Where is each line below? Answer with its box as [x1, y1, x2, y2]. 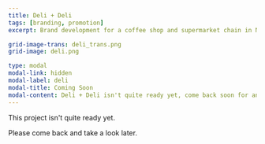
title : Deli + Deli [8, 11, 73, 20]
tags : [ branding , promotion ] [8, 19, 104, 27]
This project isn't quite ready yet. [8, 113, 116, 122]
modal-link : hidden [8, 69, 73, 77]
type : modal [8, 62, 47, 70]
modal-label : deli [8, 76, 69, 84]
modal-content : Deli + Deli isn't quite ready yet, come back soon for [8, 91, 248, 99]
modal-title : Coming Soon [8, 83, 93, 91]
